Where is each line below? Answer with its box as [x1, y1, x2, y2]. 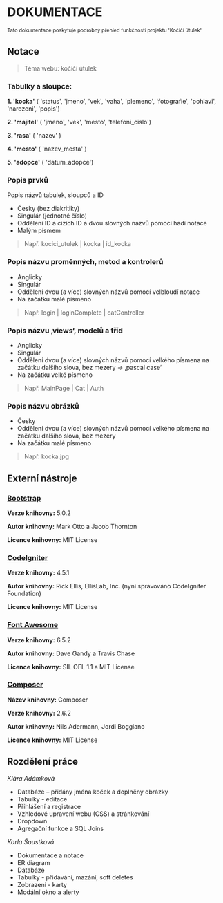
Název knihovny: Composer [7, 696, 88, 704]
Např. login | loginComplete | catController [23, 308, 145, 317]
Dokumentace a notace [17, 851, 84, 859]
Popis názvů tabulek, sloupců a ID [7, 191, 104, 199]
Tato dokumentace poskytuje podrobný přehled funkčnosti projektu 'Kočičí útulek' [7, 27, 202, 34]
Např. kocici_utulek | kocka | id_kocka [23, 240, 131, 248]
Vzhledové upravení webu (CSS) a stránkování [17, 810, 150, 818]
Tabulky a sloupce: [7, 81, 72, 91]
